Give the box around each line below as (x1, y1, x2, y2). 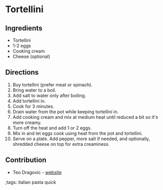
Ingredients (5, 24, 43, 33)
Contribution (5, 156, 47, 165)
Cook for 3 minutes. (12, 103, 54, 109)
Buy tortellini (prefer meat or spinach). (12, 81, 93, 87)
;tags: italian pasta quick (5, 179, 56, 185)
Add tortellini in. (12, 98, 46, 104)
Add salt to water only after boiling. (12, 92, 86, 99)
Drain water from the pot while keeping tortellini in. (12, 108, 119, 115)
